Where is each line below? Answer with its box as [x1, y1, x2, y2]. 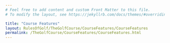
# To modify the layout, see [5, 12, 67, 17]
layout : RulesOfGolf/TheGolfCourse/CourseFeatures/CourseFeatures [5, 25, 148, 30]
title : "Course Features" [5, 21, 60, 26]
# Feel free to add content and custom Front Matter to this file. [5, 7, 151, 12]
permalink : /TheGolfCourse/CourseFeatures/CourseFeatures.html [5, 30, 142, 35]
